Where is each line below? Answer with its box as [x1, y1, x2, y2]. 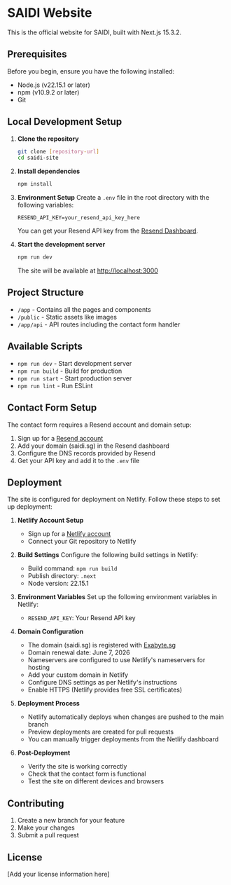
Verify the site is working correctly [27, 762, 127, 771]
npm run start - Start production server [17, 373, 132, 383]
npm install [17, 181, 52, 188]
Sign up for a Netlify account [27, 530, 111, 538]
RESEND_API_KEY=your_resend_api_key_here [17, 214, 140, 221]
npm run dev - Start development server [17, 359, 132, 367]
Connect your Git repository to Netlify [27, 537, 136, 546]
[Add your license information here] [7, 870, 110, 878]
